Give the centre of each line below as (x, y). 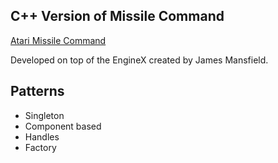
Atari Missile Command (58, 40)
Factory (40, 147)
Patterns (37, 91)
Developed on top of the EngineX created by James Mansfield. (139, 60)
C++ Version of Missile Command (117, 16)
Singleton (44, 115)
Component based (63, 126)
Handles (42, 136)
